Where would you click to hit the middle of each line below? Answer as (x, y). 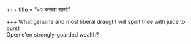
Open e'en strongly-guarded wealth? (53, 35)
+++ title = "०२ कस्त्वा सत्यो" (38, 9)
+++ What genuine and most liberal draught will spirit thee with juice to (96, 22)
